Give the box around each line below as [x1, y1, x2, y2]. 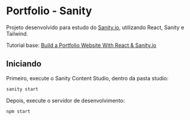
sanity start [6, 86, 39, 92]
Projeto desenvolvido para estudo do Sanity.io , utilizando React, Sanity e [6, 24, 185, 31]
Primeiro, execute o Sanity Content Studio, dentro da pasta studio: [6, 74, 169, 81]
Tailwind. [6, 30, 29, 37]
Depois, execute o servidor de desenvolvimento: [6, 97, 125, 104]
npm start [6, 108, 31, 114]
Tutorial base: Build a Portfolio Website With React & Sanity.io [6, 42, 157, 49]
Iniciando [6, 59, 42, 69]
